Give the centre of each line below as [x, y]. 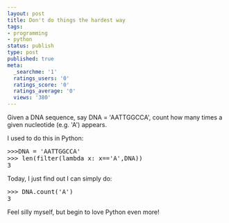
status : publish [31, 46]
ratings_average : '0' [45, 91]
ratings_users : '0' [42, 78]
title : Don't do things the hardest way [67, 20]
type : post [23, 53]
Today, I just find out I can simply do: [60, 179]
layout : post [26, 14]
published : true [31, 59]
